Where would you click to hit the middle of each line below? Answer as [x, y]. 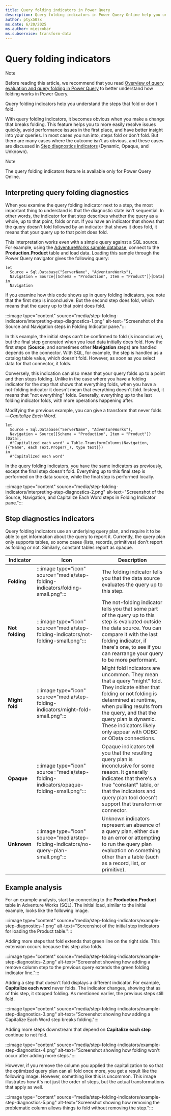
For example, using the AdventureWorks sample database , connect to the [82, 247]
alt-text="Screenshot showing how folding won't [109, 1050]
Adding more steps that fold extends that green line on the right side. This [83, 941]
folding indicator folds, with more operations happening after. [69, 400]
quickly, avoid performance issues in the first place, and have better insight [84, 130]
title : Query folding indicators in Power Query [58, 10]
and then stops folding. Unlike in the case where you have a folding [76, 378]
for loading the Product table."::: [39, 931]
